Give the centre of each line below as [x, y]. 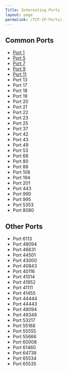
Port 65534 [25, 358]
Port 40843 [25, 266]
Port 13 [20, 80]
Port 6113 [22, 239]
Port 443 [22, 189]
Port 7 [19, 63]
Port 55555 [24, 331]
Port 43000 [25, 260]
